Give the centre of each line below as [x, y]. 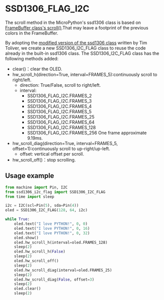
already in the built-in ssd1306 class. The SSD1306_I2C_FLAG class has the [82, 53]
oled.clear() [28, 289]
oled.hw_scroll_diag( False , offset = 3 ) [54, 280]
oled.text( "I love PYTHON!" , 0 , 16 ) [52, 228]
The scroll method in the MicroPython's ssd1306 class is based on [73, 22]
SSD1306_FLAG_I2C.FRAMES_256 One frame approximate [87, 133]
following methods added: [32, 58]
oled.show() [26, 238]
